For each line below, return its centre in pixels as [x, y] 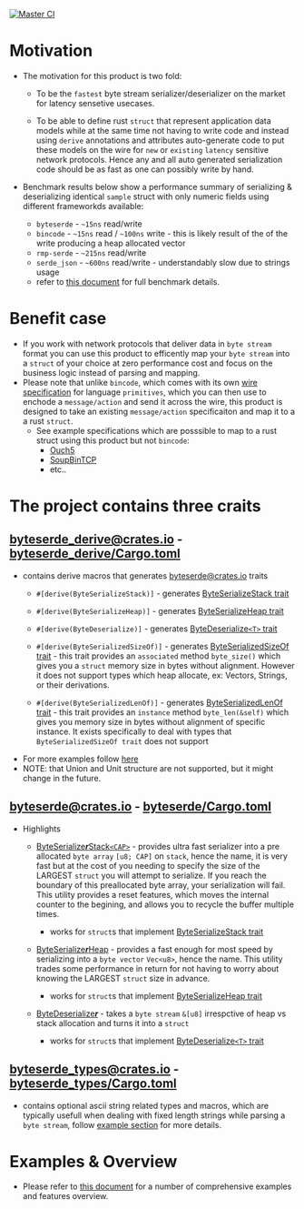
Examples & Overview [93, 1161]
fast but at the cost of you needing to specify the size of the [148, 865]
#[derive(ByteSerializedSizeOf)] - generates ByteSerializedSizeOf [162, 646]
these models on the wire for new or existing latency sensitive [152, 149]
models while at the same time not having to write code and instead [162, 130]
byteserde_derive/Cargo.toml [95, 554]
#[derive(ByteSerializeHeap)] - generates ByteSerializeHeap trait [160, 610]
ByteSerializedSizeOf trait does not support [122, 741]
